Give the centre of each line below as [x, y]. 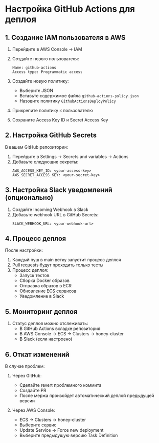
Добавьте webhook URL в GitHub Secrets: [55, 214]
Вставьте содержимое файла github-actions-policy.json [79, 96]
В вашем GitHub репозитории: [37, 147]
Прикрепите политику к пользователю [53, 110]
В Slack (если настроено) [46, 339]
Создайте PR [33, 391]
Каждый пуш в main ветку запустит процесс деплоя [67, 260]
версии [27, 401]
